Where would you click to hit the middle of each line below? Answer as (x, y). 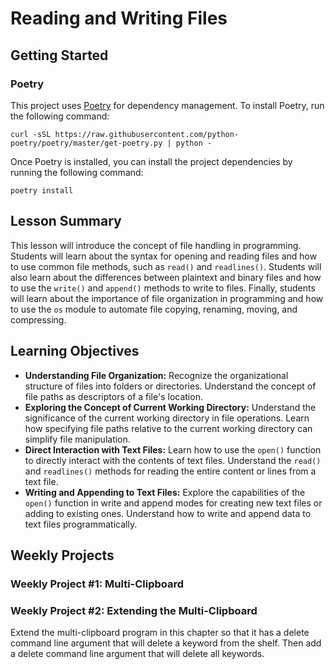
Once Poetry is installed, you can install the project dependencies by (151, 161)
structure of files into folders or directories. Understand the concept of (170, 386)
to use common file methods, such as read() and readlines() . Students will (166, 266)
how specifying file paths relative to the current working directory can (168, 428)
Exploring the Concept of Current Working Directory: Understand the (170, 407)
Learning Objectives (75, 351)
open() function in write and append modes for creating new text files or (173, 503)
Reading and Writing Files (119, 18)
